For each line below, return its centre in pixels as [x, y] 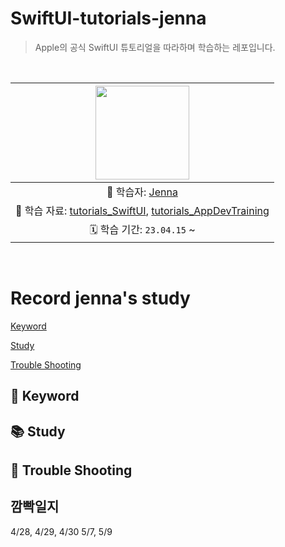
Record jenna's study [100, 298]
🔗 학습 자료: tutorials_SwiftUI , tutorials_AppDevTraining [142, 210]
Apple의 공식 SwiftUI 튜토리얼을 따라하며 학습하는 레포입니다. [155, 47]
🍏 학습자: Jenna [142, 192]
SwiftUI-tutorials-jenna [108, 18]
